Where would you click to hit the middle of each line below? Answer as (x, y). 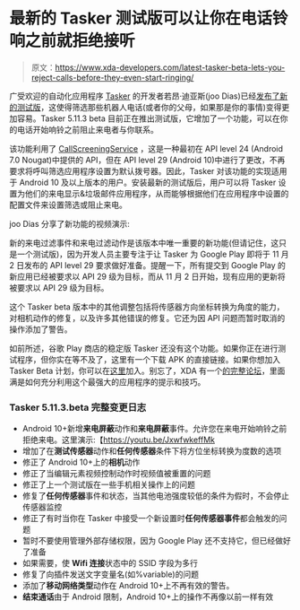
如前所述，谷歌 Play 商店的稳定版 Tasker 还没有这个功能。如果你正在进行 (144, 348)
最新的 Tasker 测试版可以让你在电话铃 (149, 18)
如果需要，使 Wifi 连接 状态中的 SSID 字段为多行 (110, 563)
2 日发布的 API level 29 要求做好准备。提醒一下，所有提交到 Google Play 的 (148, 265)
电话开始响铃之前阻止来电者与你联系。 (87, 129)
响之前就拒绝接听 (73, 41)
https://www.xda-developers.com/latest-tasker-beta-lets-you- (170, 67)
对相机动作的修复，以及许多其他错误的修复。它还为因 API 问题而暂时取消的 (147, 318)
